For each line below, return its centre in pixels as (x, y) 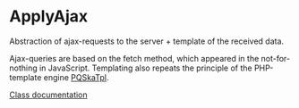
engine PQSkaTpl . (76, 77)
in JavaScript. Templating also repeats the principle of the (145, 68)
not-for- (276, 58)
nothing (23, 68)
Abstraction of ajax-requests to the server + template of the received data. (147, 41)
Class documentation (48, 95)
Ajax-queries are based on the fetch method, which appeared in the (134, 58)
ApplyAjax (49, 17)
